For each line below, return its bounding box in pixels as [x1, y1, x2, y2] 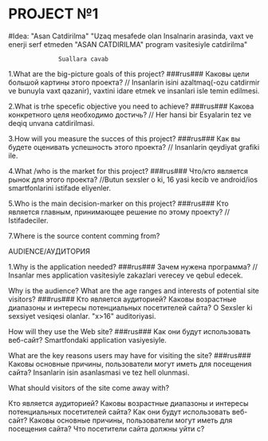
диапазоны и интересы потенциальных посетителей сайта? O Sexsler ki [8, 302, 253, 312]
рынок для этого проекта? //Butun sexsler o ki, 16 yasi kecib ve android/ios [8, 175, 258, 184]
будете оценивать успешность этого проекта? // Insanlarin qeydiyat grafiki [8, 142, 260, 152]
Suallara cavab [58, 55, 109, 63]
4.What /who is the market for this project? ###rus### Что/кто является [8, 166, 249, 175]
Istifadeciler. [8, 215, 49, 225]
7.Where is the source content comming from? [8, 230, 160, 240]
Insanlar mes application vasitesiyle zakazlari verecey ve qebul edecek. [8, 270, 243, 280]
